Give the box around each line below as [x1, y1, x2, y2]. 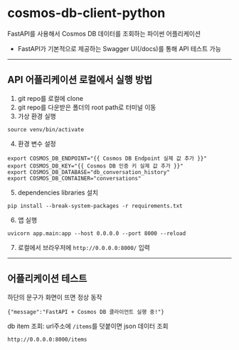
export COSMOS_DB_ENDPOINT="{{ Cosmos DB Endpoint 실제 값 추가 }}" [7, 155, 208, 162]
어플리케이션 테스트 [7, 273, 87, 285]
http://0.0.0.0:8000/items [7, 336, 87, 343]
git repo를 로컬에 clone [17, 94, 84, 102]
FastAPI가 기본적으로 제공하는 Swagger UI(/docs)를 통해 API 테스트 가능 [17, 44, 222, 53]
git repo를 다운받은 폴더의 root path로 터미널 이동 [17, 103, 156, 111]
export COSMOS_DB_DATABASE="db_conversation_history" [7, 168, 171, 175]
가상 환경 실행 [17, 111, 56, 120]
